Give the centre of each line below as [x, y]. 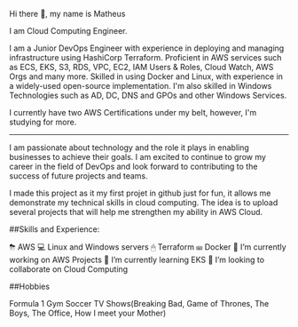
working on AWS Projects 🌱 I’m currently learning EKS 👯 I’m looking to [137, 259]
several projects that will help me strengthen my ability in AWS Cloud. [136, 212]
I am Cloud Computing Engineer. [68, 31]
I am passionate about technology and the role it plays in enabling [129, 148]
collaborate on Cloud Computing [69, 269]
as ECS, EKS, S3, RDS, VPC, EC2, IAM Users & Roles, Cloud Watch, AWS [141, 67]
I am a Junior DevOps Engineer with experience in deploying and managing [147, 48]
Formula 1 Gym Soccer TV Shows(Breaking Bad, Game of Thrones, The [139, 303]
